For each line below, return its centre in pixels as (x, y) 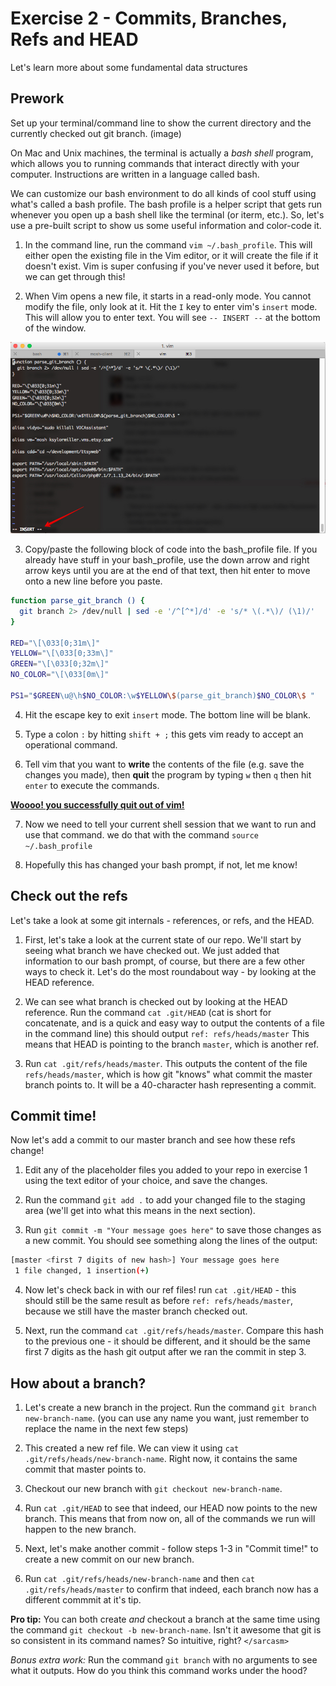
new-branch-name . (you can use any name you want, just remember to (167, 1418)
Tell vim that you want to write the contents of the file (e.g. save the (164, 764)
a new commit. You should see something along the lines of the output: (171, 1241)
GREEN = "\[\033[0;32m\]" (60, 664)
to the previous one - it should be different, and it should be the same (167, 1341)
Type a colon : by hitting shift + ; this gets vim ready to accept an (164, 734)
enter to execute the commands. (92, 785)
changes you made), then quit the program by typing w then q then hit (168, 774)
